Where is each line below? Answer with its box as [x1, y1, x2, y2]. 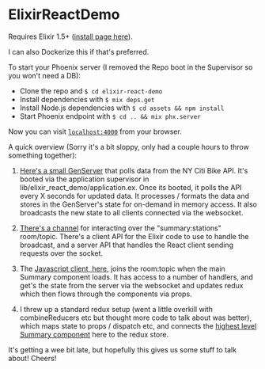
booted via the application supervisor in [19, 174, 150, 184]
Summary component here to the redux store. [19, 329, 168, 339]
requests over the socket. [19, 248, 104, 258]
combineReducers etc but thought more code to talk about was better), [19, 313, 252, 322]
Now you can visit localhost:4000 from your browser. [8, 127, 182, 136]
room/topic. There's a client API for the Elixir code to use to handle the [19, 231, 249, 241]
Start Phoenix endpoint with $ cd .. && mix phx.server [19, 111, 202, 120]
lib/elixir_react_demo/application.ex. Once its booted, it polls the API [19, 182, 242, 192]
